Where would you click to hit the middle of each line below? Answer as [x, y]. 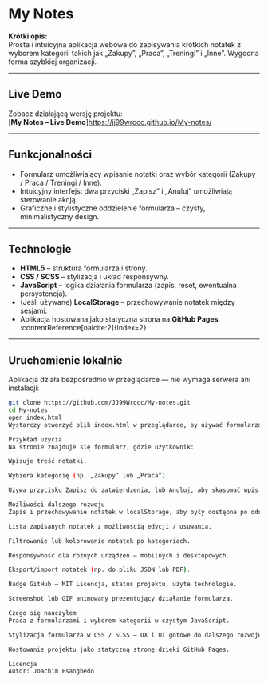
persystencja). [43, 294]
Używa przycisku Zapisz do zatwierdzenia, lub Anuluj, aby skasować [124, 490]
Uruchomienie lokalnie [65, 360]
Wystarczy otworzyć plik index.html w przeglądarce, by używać [116, 425]
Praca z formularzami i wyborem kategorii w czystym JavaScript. [119, 621]
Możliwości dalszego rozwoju [57, 505]
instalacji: [24, 388]
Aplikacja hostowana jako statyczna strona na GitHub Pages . [120, 319]
